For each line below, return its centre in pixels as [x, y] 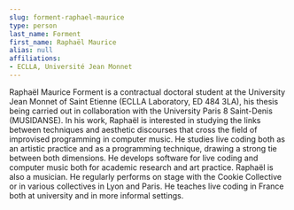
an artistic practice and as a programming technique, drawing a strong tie [143, 148]
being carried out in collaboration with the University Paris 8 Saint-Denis [141, 111]
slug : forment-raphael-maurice [67, 17]
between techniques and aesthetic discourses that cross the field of [133, 129]
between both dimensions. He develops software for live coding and [134, 158]
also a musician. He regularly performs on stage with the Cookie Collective [145, 176]
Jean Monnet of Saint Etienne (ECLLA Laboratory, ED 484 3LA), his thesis [144, 101]
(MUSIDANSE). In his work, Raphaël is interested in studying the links [135, 120]
